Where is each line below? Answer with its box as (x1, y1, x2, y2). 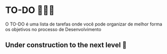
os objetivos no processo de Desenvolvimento (5, 26, 102, 32)
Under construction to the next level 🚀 (5, 41, 127, 49)
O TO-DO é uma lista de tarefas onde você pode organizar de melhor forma (5, 21, 162, 27)
